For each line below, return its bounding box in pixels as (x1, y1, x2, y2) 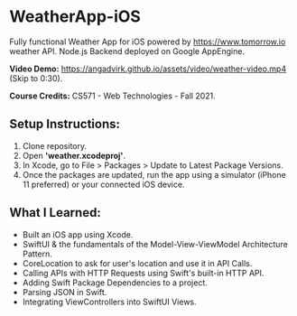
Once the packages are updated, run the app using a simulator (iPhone (22, 169, 286, 180)
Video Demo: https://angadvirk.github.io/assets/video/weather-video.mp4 (9, 63, 287, 74)
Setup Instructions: (9, 116, 120, 132)
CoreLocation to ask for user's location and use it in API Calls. (22, 257, 253, 268)
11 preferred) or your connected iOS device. (22, 179, 185, 190)
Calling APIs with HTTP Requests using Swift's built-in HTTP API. (22, 267, 265, 278)
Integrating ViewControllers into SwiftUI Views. (22, 296, 197, 307)
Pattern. (22, 248, 52, 259)
